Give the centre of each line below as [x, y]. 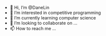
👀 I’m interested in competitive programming [55, 13]
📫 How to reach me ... [33, 28]
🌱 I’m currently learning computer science [53, 18]
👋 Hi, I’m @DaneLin [30, 8]
